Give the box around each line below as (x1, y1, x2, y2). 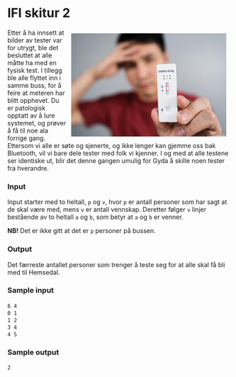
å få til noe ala (7, 126, 48, 135)
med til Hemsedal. (7, 268, 60, 276)
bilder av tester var (7, 35, 62, 44)
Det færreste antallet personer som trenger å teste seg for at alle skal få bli (7, 260, 225, 269)
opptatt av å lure (7, 111, 55, 120)
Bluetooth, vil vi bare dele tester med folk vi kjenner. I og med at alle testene (7, 149, 229, 157)
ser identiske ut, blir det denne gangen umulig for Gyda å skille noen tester (7, 156, 225, 164)
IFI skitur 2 (7, 5, 71, 21)
